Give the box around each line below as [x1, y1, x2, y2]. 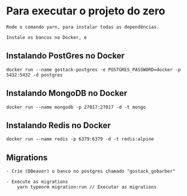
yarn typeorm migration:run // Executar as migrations [17, 184, 157, 190]
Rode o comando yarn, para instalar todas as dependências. [6, 24, 160, 30]
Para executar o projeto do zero [6, 4, 165, 18]
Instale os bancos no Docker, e [6, 34, 87, 40]
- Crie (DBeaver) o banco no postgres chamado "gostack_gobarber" [6, 168, 176, 174]
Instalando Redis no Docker [6, 120, 111, 130]
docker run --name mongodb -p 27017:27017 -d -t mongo [6, 104, 146, 110]
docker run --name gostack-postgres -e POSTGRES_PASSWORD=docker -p [6, 67, 181, 73]
